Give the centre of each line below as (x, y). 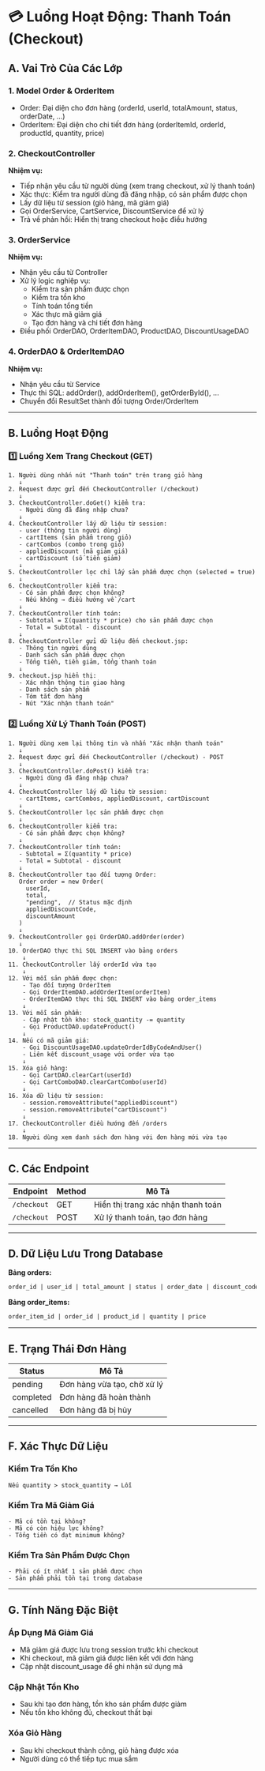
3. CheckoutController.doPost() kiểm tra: (79, 771)
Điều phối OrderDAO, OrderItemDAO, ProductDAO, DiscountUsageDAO (134, 331)
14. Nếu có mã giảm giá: (49, 1040)
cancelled (30, 1410)
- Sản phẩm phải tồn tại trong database (76, 1578)
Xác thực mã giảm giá (67, 314)
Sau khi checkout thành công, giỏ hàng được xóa (99, 1750)
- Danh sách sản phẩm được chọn (72, 655)
